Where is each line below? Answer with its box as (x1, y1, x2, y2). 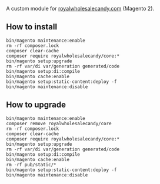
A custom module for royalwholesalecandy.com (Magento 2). (6, 5, 155, 12)
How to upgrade (6, 100, 66, 110)
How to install (6, 22, 58, 32)
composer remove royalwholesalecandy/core (6, 121, 112, 126)
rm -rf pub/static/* (6, 162, 57, 168)
